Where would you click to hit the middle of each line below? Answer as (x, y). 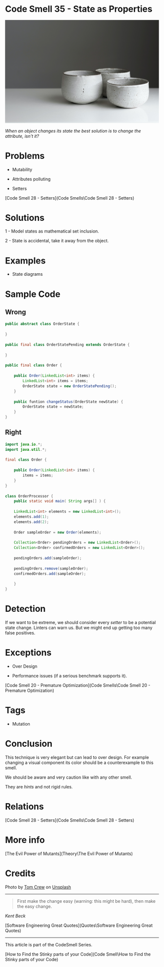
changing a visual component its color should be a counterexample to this (79, 762)
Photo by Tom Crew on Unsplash (38, 887)
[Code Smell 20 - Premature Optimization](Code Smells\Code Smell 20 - (78, 685)
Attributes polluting (31, 179)
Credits (20, 874)
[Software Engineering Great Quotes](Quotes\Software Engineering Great (79, 925)
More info (25, 840)
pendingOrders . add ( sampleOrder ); (48, 558)
